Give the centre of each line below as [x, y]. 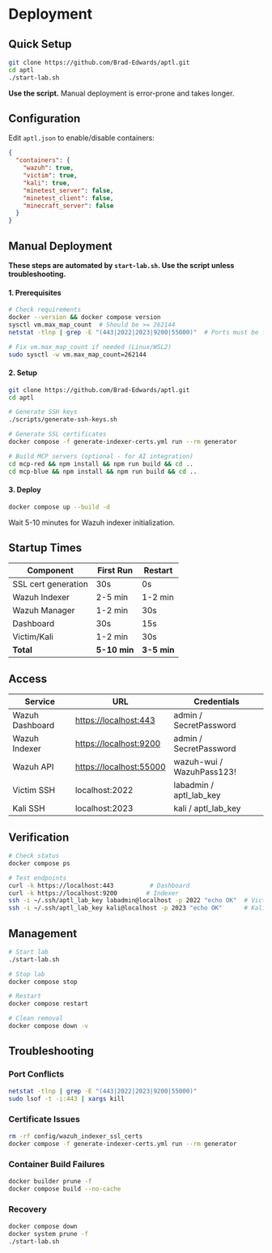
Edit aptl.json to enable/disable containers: [82, 138]
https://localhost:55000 [120, 767]
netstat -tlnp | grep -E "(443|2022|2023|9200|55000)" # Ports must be [134, 332]
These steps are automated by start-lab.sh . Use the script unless [121, 265]
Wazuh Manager [44, 611]
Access [28, 678]
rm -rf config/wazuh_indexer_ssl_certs [76, 1136]
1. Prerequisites [35, 292]
